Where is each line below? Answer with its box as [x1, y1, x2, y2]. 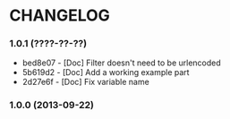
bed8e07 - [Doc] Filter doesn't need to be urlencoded [21, 57, 221, 68]
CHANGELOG [9, 5, 110, 26]
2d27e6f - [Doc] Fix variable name [21, 77, 149, 88]
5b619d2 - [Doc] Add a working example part [21, 67, 190, 78]
